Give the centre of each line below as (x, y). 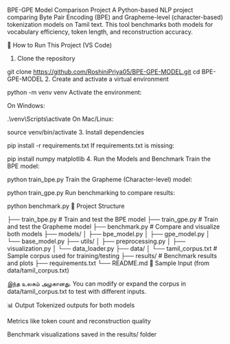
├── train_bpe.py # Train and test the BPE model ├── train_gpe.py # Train (113, 219)
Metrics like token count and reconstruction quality (79, 321)
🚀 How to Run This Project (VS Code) (59, 45)
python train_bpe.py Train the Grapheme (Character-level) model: (100, 179)
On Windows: (26, 105)
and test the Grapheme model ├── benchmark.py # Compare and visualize (114, 227)
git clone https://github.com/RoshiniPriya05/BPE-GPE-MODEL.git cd (104, 72)
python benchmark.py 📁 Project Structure (66, 206)
